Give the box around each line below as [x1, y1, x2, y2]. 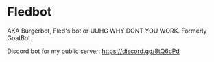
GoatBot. [7, 33, 32, 42]
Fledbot [7, 4, 52, 20]
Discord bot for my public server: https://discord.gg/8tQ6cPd [7, 47, 180, 55]
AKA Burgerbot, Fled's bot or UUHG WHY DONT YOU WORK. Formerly [7, 27, 207, 35]
